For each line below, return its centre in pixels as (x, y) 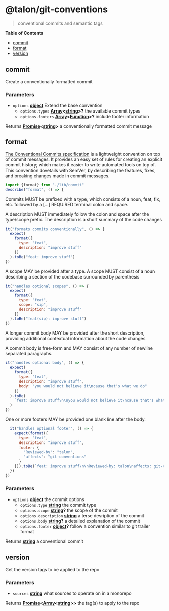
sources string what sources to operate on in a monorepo (72, 593)
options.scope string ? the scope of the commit (69, 510)
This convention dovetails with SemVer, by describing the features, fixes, (80, 170)
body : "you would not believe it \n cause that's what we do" (83, 386)
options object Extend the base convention (57, 106)
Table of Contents (24, 33)
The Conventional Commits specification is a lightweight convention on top (83, 154)
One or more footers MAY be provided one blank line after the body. (75, 419)
